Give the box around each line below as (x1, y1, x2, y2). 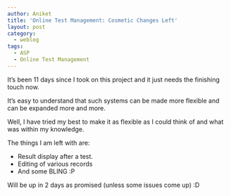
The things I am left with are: (7, 138, 90, 147)
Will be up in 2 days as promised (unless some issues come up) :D (7, 181, 200, 189)
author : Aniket (7, 10, 52, 18)
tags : (7, 43, 23, 50)
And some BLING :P (17, 166, 75, 176)
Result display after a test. (17, 152, 94, 160)
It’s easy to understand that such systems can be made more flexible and (7, 96, 220, 105)
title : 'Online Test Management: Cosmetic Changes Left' (7, 17, 178, 24)
